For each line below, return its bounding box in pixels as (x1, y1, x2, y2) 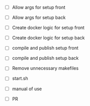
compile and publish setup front (12, 45, 79, 51)
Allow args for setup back (12, 15, 66, 21)
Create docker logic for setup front (12, 25, 84, 31)
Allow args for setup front (12, 5, 66, 10)
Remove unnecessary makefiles (12, 65, 79, 72)
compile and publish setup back (12, 55, 79, 61)
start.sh (12, 76, 28, 82)
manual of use (12, 86, 42, 92)
